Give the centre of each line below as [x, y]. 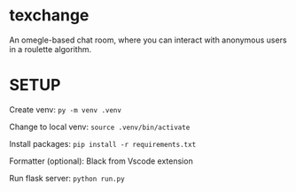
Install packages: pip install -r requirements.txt [103, 143]
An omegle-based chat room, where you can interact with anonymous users [148, 40]
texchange [49, 15]
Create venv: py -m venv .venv [66, 109]
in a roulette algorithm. [50, 49]
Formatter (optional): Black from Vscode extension [101, 161]
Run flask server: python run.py [67, 178]
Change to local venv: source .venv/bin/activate [100, 127]
